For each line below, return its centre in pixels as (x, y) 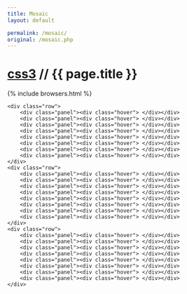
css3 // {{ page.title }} (72, 74)
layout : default (31, 20)
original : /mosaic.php (40, 39)
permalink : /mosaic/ (37, 33)
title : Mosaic (28, 14)
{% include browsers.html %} (50, 94)
